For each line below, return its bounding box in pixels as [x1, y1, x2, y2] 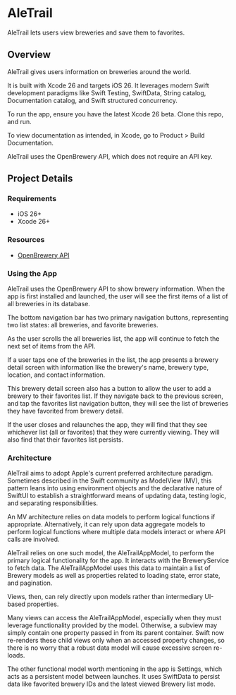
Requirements [7, 194, 57, 204]
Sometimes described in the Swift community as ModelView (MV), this [7, 476, 212, 485]
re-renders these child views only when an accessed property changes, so [7, 636, 225, 645]
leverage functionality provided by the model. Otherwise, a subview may [7, 621, 218, 629]
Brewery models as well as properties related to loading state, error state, [7, 572, 221, 580]
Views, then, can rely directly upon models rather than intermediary [7, 593, 203, 601]
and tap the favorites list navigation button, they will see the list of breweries [7, 399, 229, 408]
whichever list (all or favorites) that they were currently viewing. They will [7, 428, 220, 437]
